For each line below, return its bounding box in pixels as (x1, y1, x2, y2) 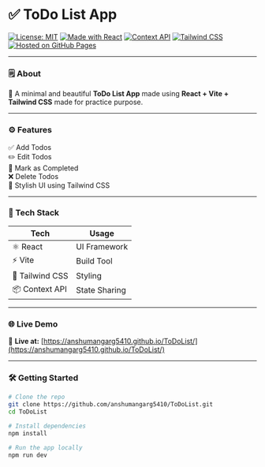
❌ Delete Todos (8, 171, 59, 181)
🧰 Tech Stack (8, 207, 60, 219)
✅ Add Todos (8, 142, 52, 151)
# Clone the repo (8, 393, 65, 402)
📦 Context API (12, 283, 67, 294)
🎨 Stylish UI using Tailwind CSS (8, 180, 110, 190)
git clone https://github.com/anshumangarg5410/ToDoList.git (8, 401, 214, 409)
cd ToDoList (8, 408, 47, 416)
